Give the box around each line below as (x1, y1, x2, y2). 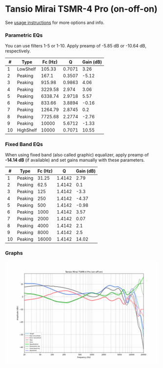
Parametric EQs (5, 32, 43, 39)
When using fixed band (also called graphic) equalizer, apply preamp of (5, 152, 149, 158)
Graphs (5, 250, 23, 257)
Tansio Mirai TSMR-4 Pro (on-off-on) (5, 3, 158, 15)
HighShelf (17, 127, 37, 133)
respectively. (5, 48, 31, 54)
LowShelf (17, 66, 36, 72)
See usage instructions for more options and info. (5, 20, 105, 25)
